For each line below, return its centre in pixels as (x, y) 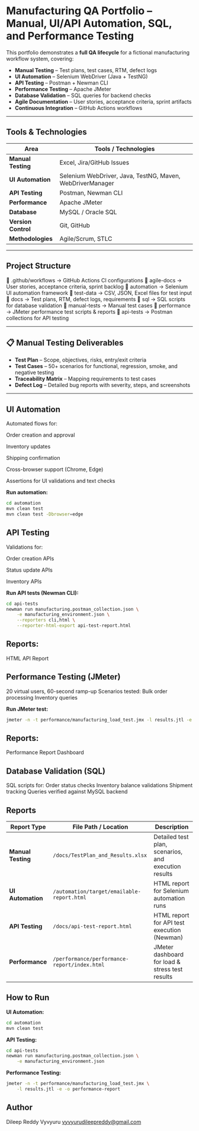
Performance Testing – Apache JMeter (63, 89)
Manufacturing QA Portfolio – (79, 11)
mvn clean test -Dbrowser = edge (45, 514)
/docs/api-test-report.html (92, 926)
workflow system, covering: (40, 59)
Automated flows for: (32, 424)
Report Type (28, 827)
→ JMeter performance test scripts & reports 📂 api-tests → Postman (89, 311)
